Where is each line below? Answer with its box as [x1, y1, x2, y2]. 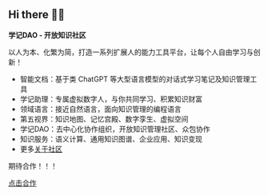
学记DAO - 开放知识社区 [8, 30, 86, 40]
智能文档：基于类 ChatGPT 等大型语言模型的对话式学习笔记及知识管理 [19, 74, 250, 84]
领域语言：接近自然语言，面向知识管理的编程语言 [19, 104, 182, 113]
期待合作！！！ [8, 161, 58, 170]
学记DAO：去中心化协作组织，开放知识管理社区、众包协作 [19, 124, 210, 133]
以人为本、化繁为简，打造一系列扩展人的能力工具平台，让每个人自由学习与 [8, 47, 254, 57]
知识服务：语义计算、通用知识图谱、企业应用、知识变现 [19, 133, 202, 144]
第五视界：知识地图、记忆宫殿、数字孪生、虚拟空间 [19, 113, 189, 124]
